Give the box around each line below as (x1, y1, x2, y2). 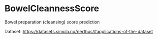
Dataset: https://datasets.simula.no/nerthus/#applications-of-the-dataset (4, 28, 153, 34)
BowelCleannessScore (4, 3, 99, 14)
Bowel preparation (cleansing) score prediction (4, 19, 100, 25)
